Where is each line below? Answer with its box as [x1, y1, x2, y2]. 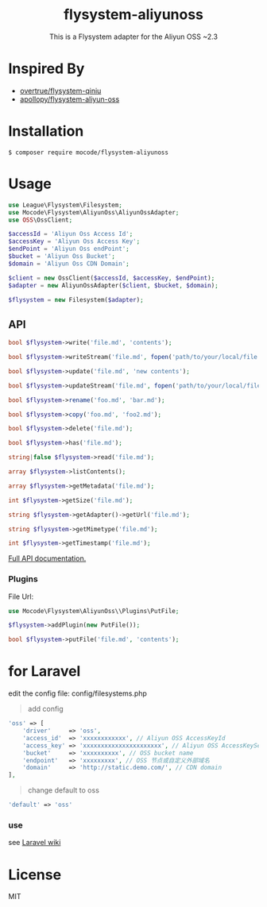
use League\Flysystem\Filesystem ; [8, 201, 123, 209]
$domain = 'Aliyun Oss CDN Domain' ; [8, 260, 130, 268]
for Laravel [8, 662, 81, 681]
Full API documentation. [8, 554, 87, 563]
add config [27, 704, 64, 714]
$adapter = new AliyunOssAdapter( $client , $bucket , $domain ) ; [8, 281, 219, 289]
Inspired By [8, 60, 85, 78]
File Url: [8, 592, 34, 601]
